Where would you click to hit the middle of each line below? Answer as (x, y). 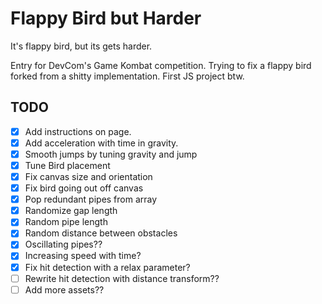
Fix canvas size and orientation (88, 176)
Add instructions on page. (78, 131)
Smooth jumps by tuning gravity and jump (111, 154)
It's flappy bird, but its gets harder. (81, 46)
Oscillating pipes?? (63, 244)
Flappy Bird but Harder (106, 18)
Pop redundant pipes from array (91, 199)
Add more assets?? (64, 289)
